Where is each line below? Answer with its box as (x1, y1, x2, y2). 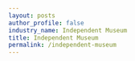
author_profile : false (8, 19, 84, 27)
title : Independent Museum (8, 33, 99, 42)
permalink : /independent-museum (8, 41, 117, 49)
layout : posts (8, 11, 56, 20)
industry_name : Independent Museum (8, 26, 128, 34)
